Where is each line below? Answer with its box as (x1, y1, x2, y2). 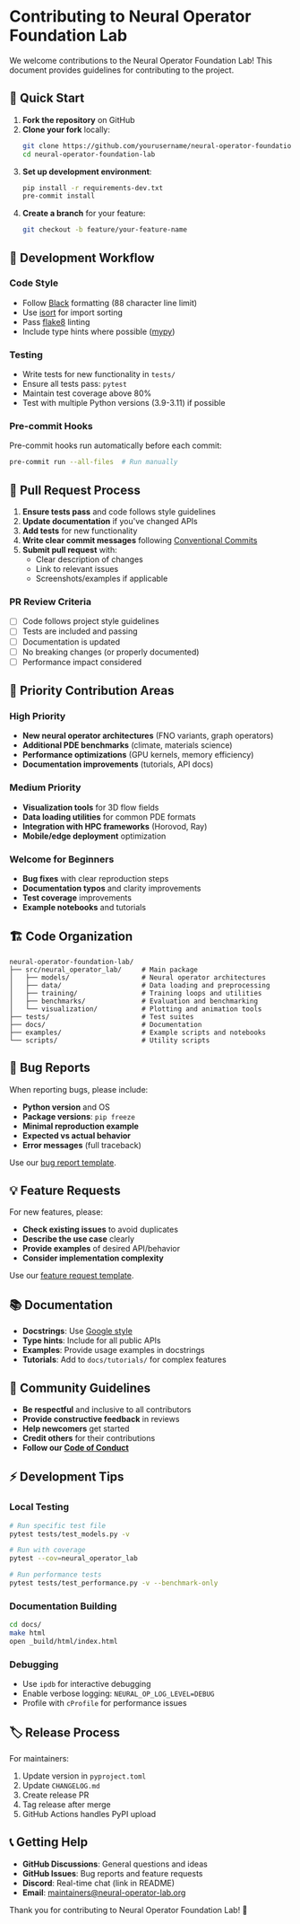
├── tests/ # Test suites (9, 1012, 194, 1021)
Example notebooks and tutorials (21, 901, 146, 912)
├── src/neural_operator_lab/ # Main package (9, 965, 199, 974)
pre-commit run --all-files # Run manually (9, 458, 178, 467)
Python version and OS (21, 1102, 110, 1112)
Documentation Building (9, 1600, 117, 1612)
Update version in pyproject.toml (21, 1770, 147, 1781)
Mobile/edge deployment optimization (21, 830, 167, 841)
